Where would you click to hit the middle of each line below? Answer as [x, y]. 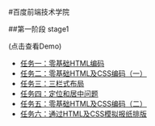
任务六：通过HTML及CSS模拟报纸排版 [83, 114]
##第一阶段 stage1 [39, 29]
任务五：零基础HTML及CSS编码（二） [83, 104]
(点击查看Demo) [35, 46]
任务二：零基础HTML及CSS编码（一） [83, 73]
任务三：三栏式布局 [52, 84]
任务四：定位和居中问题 [59, 94]
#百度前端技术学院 [39, 12]
